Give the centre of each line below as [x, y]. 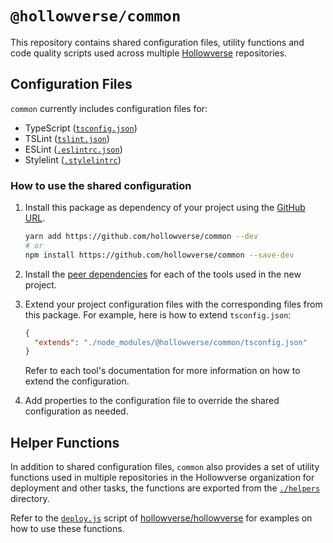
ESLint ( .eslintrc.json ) [73, 149]
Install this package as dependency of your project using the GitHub [165, 208]
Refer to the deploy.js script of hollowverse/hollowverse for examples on [161, 518]
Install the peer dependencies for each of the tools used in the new [163, 274]
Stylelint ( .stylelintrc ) [73, 159]
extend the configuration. [77, 381]
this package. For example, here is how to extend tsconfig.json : [158, 314]
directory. [30, 499]
